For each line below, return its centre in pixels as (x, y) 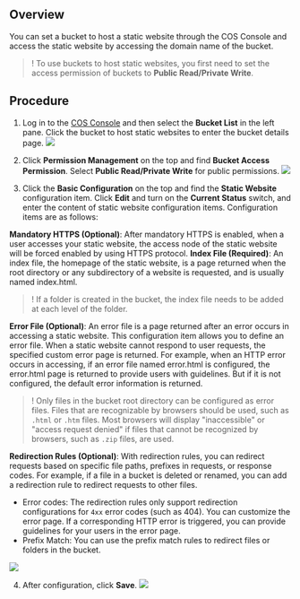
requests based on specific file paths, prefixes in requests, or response (141, 465)
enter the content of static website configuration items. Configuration (150, 207)
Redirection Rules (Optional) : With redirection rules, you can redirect (137, 456)
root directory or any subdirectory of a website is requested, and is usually (147, 272)
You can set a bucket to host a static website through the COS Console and (148, 36)
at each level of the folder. (79, 308)
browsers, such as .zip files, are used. (103, 438)
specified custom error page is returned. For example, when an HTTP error (148, 354)
